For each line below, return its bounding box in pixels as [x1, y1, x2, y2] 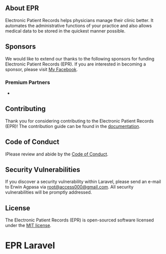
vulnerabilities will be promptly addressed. [5, 189, 92, 195]
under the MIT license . [5, 222, 51, 228]
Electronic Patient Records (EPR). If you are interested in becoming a [5, 61, 146, 67]
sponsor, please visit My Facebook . [5, 66, 78, 72]
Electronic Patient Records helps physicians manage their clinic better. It [5, 17, 154, 23]
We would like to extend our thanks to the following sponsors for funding [5, 55, 155, 61]
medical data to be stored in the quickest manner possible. [5, 27, 126, 34]
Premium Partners [5, 78, 50, 85]
